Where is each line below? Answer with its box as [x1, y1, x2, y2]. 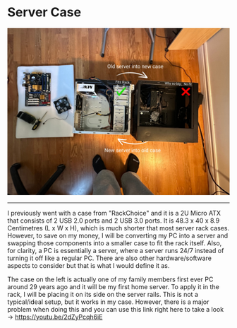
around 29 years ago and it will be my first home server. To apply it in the [7, 282, 220, 291]
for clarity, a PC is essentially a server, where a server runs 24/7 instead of [7, 246, 224, 254]
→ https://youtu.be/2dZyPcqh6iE [7, 312, 103, 321]
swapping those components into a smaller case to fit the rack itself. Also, [7, 238, 222, 247]
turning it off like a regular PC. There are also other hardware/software [7, 254, 212, 262]
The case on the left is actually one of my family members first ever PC [7, 275, 214, 283]
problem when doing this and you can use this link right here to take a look [7, 305, 224, 313]
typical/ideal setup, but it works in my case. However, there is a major [7, 298, 209, 306]
